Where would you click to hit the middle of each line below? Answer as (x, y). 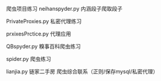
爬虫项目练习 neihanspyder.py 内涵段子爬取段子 (64, 9)
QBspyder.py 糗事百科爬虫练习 (44, 46)
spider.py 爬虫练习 (29, 59)
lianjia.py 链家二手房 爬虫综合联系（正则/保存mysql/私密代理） (82, 72)
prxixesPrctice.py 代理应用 (39, 34)
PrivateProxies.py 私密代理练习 (44, 21)
